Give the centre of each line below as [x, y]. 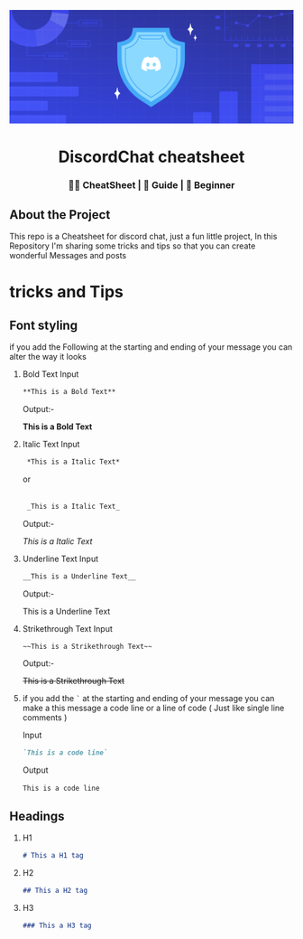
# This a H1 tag [53, 856]
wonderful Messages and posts [68, 256]
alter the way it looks [48, 357]
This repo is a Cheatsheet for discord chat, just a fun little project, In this [143, 237]
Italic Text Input [51, 445]
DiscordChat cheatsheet [151, 157]
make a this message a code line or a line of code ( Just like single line [153, 708]
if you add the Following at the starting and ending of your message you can [151, 347]
